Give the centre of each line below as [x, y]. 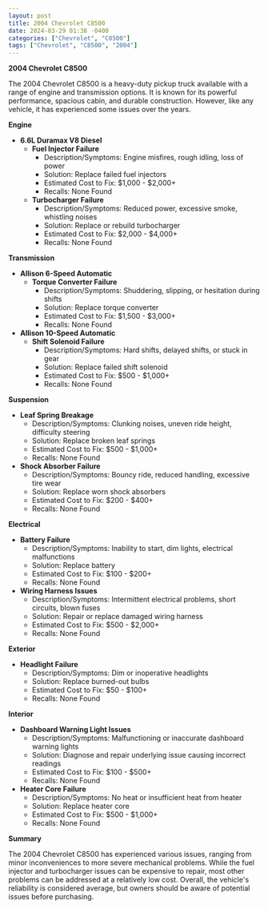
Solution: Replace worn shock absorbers [99, 492]
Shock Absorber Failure [60, 466]
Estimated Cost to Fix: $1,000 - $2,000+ [110, 183]
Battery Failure [45, 540]
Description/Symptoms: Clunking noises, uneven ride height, [132, 424]
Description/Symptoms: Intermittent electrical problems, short [134, 599]
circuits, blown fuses [66, 608]
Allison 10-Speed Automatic [68, 333]
